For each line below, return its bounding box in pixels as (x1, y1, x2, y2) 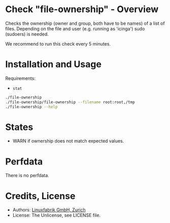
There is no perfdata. (5, 172, 49, 179)
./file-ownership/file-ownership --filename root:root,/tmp (5, 100, 135, 105)
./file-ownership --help (5, 104, 58, 109)
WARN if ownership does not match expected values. (12, 138, 124, 144)
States (5, 121, 33, 132)
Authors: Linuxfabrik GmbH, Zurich (12, 207, 86, 213)
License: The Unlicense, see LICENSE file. (12, 212, 100, 218)
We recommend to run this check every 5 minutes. (5, 40, 111, 47)
